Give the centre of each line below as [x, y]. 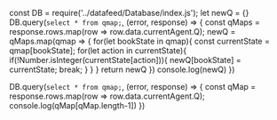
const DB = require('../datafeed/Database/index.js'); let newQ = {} [129, 13]
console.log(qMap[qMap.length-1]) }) [77, 105]
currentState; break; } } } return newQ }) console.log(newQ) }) [122, 69]
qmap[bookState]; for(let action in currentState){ [98, 51]
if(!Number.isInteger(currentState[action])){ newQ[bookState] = [125, 60]
